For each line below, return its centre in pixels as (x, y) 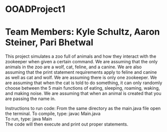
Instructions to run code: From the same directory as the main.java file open (83, 109)
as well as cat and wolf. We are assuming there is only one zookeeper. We (81, 78)
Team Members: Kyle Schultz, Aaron (83, 32)
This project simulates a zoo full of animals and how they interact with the (81, 56)
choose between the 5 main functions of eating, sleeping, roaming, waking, (83, 88)
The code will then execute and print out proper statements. (67, 124)
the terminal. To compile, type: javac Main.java (53, 114)
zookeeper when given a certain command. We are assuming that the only (82, 62)
